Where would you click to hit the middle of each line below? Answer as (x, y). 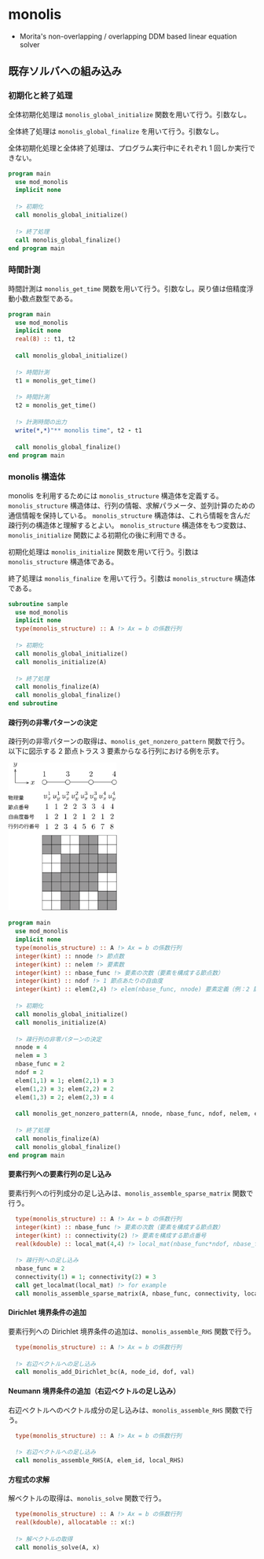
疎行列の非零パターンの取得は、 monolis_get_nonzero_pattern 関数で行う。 (128, 741)
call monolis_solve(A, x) (58, 1547)
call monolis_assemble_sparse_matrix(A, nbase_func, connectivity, (128, 1293)
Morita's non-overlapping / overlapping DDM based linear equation (128, 36)
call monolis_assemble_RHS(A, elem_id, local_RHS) (100, 1461)
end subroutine (33, 704)
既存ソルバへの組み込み (65, 71)
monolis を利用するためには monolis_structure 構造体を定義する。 (116, 495)
